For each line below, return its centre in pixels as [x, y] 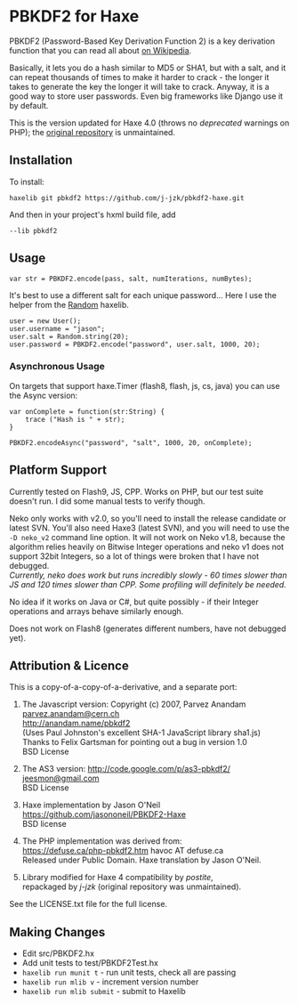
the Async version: [44, 395]
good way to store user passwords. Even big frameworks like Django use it [146, 96]
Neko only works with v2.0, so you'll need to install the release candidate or [148, 518]
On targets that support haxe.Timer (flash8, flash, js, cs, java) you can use [145, 385]
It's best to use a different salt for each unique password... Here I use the [143, 295]
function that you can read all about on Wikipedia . [101, 50]
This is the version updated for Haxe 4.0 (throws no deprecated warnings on [149, 123]
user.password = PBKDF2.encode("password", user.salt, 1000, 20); [135, 344]
